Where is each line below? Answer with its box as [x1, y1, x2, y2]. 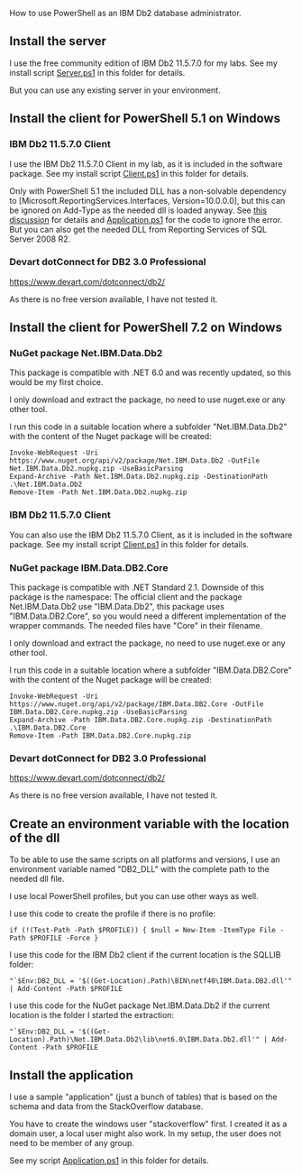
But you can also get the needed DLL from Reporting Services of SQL [9, 224, 268, 234]
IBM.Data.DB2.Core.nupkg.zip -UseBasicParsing [9, 708, 188, 717]
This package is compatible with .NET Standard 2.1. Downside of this [9, 582, 264, 593]
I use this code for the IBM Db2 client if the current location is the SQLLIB [9, 950, 281, 960]
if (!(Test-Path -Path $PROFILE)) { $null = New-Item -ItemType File [9, 926, 277, 935]
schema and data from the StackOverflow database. [9, 1101, 204, 1112]
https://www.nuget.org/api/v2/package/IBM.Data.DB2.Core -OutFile [9, 700, 264, 709]
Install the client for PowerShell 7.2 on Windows [9, 320, 282, 335]
